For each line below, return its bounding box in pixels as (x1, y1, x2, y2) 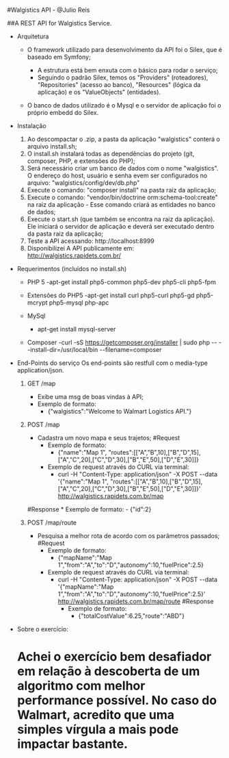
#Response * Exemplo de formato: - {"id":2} (27, 505, 152, 513)
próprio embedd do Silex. (27, 109, 99, 116)
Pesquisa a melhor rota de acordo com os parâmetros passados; (37, 532, 220, 540)
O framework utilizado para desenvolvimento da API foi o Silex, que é (27, 46, 222, 53)
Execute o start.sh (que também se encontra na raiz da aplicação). (27, 215, 215, 223)
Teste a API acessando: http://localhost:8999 (27, 237, 155, 245)
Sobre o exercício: (16, 625, 68, 633)
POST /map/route (27, 518, 77, 527)
